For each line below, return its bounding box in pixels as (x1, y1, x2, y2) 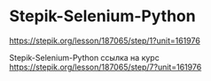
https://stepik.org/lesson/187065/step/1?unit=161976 (9, 35, 201, 46)
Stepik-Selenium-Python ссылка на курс (9, 52, 160, 63)
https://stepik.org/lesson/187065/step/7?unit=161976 (9, 62, 202, 72)
